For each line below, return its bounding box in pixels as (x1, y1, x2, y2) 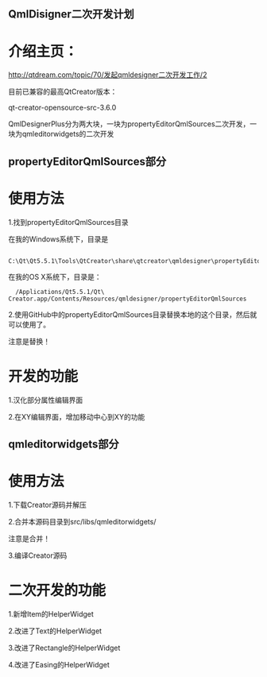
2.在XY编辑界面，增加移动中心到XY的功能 (8, 412, 145, 421)
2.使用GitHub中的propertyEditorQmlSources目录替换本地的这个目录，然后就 (8, 309, 257, 319)
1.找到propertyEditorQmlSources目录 (8, 217, 129, 226)
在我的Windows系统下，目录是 (8, 234, 109, 244)
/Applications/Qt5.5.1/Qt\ (15, 288, 105, 296)
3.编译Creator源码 (8, 551, 68, 560)
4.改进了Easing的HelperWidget (8, 660, 110, 669)
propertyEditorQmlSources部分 (8, 154, 167, 168)
